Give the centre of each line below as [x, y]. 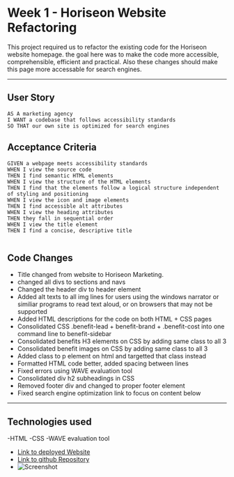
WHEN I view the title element [53, 225]
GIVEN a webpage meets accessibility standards [78, 163]
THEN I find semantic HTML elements [60, 176]
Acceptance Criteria [52, 147]
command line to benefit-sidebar [64, 334]
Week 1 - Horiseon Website [87, 13]
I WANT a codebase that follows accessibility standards [92, 120]
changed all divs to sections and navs [71, 282]
